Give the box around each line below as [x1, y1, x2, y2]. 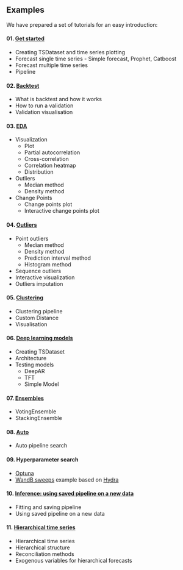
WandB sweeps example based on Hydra [15, 476, 119, 483]
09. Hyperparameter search [6, 456, 79, 463]
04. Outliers [6, 221, 38, 229]
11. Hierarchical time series [6, 524, 76, 531]
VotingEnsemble [15, 408, 57, 415]
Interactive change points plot [24, 207, 99, 215]
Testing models [15, 361, 54, 368]
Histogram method [24, 260, 71, 268]
